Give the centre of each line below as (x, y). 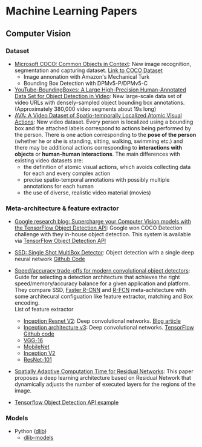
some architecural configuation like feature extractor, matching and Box (103, 296)
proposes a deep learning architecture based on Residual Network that (103, 378)
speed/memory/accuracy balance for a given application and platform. (102, 283)
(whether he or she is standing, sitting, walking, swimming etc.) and (99, 141)
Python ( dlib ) (31, 431)
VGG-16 (33, 340)
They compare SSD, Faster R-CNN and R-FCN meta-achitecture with (100, 290)
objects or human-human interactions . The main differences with (97, 154)
